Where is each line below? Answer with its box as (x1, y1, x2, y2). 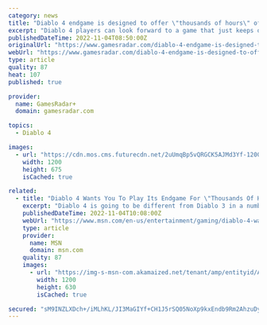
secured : (8, 305, 37, 313)
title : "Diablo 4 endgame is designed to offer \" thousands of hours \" (8, 19, 250, 27)
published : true (8, 78, 62, 86)
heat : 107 (8, 71, 41, 79)
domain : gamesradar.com (15, 107, 94, 115)
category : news (8, 11, 59, 20)
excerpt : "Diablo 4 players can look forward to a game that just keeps (8, 26, 254, 34)
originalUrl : (8, 41, 52, 49)
